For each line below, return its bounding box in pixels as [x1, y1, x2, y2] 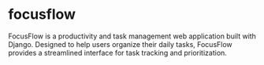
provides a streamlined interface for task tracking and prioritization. [8, 48, 227, 57]
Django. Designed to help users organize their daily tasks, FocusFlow [8, 39, 232, 49]
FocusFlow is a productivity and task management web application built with [8, 31, 256, 41]
